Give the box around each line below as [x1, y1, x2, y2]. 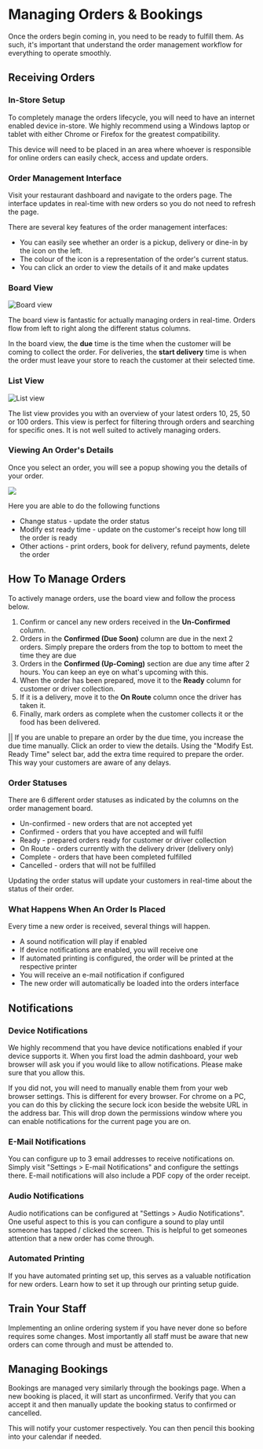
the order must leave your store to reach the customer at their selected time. [8, 356, 255, 365]
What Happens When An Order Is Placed [8, 903, 166, 914]
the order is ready [19, 533, 78, 542]
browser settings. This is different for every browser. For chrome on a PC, [8, 1091, 246, 1101]
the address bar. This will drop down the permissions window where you [8, 1108, 243, 1118]
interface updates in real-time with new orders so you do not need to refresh [8, 198, 256, 208]
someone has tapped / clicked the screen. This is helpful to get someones [8, 1225, 247, 1234]
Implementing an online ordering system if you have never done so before [8, 1323, 247, 1333]
